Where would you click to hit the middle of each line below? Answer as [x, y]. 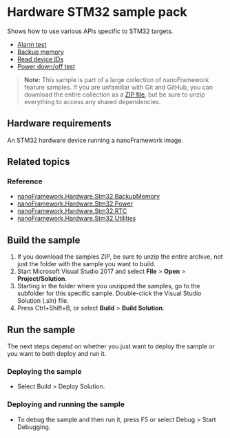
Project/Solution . [42, 279]
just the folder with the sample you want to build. [86, 264]
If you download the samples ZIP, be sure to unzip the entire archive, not [120, 257]
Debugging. [34, 427]
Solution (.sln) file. [43, 301]
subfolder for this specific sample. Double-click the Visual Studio [109, 293]
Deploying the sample [44, 371]
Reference [25, 181]
